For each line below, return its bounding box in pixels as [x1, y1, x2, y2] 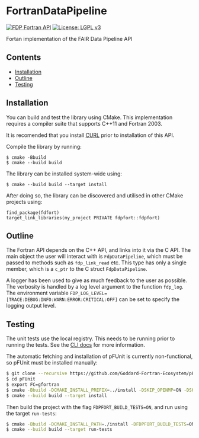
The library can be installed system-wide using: [6, 170, 123, 177]
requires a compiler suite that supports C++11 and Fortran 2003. [6, 120, 163, 127]
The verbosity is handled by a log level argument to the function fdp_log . [6, 283, 184, 290]
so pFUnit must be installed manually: [6, 359, 98, 366]
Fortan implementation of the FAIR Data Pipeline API [6, 35, 133, 42]
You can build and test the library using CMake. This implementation [6, 114, 173, 121]
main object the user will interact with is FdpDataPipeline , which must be [6, 253, 183, 260]
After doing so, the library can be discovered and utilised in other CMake [6, 191, 184, 199]
